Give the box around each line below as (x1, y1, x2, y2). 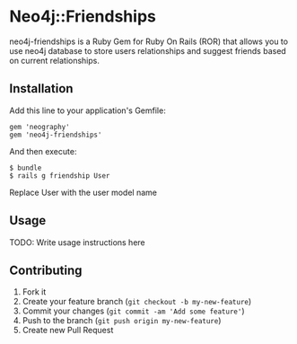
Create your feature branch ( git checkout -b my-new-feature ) (22, 296, 252, 307)
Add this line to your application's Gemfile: (9, 105, 166, 116)
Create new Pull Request (22, 325, 114, 336)
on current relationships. (9, 55, 100, 66)
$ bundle (9, 163, 42, 172)
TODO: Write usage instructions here (9, 236, 145, 248)
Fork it (22, 287, 47, 297)
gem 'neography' (9, 122, 70, 131)
